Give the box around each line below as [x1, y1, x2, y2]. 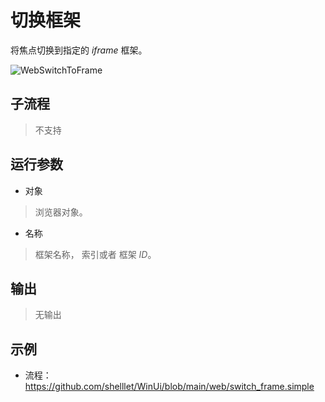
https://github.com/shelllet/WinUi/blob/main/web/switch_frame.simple [24, 381, 315, 393]
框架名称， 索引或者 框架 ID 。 [34, 248, 157, 260]
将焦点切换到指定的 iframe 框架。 [10, 44, 148, 56]
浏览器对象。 [34, 206, 88, 218]
